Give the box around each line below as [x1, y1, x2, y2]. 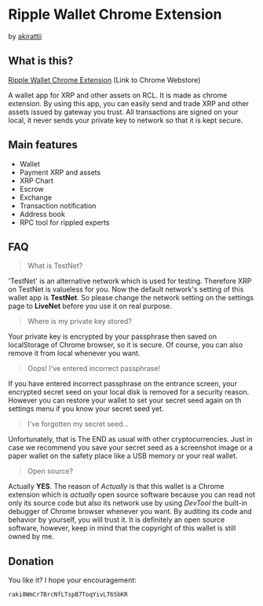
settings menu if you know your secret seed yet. [8, 404, 164, 413]
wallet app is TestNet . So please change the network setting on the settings [8, 293, 254, 303]
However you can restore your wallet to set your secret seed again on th [8, 395, 242, 406]
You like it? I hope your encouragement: [8, 575, 137, 585]
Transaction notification [19, 200, 97, 210]
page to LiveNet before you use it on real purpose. [8, 301, 173, 311]
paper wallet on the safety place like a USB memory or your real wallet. [8, 451, 238, 461]
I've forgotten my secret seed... [27, 419, 130, 429]
